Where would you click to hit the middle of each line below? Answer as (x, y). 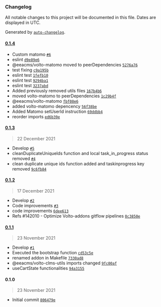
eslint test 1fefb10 (30, 75)
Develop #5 (23, 148)
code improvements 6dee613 (40, 211)
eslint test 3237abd (30, 85)
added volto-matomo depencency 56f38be (54, 106)
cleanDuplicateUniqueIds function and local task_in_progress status (80, 153)
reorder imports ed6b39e (36, 116)
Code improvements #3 (35, 205)
